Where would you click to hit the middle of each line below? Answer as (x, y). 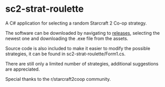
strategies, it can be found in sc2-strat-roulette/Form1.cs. (65, 54)
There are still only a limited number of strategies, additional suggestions (82, 63)
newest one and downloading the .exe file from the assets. (67, 38)
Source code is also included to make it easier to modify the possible (78, 48)
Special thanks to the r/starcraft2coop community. (58, 79)
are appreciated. (22, 69)
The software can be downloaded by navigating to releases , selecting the (82, 33)
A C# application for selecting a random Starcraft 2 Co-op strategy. (76, 23)
